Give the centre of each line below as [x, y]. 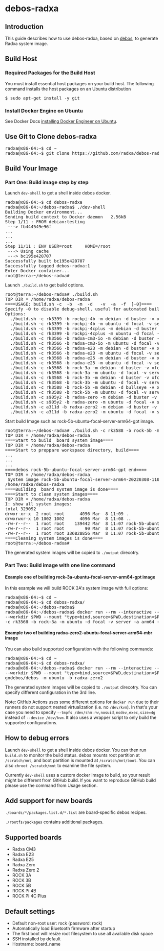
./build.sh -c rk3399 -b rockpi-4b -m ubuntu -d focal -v [81, 324]
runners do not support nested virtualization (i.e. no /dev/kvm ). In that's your [81, 707]
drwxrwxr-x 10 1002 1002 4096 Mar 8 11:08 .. [68, 519]
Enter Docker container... [37, 271]
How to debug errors [37, 738]
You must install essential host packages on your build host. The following [80, 83]
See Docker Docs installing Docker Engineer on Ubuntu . [61, 121]
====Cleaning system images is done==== [54, 538]
